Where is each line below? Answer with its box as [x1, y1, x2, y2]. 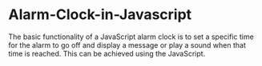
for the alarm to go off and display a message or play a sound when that [8, 40, 247, 49]
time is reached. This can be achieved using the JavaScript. [8, 49, 206, 58]
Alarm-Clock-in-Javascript [8, 6, 192, 24]
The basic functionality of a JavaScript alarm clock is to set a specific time [8, 32, 254, 41]
